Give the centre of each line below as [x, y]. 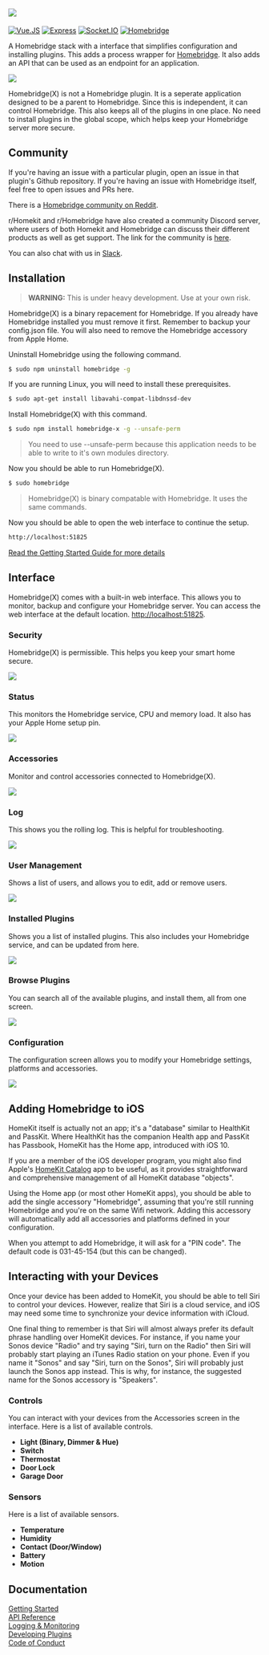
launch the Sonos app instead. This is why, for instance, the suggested [125, 1371]
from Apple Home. [39, 339]
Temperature [42, 1530]
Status [21, 697]
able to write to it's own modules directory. [98, 453]
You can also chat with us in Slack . [65, 253]
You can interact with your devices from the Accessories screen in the [124, 1418]
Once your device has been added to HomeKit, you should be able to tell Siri [134, 1295]
